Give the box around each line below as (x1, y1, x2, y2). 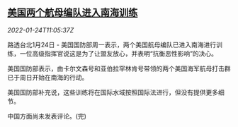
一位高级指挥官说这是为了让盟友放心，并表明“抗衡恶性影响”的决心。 (19, 49, 218, 58)
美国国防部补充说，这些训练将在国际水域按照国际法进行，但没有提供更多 (7, 87, 218, 97)
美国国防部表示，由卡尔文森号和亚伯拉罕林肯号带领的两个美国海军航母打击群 (7, 64, 231, 73)
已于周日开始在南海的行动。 (7, 73, 89, 81)
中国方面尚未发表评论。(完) (7, 111, 87, 120)
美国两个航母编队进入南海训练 (7, 6, 138, 19)
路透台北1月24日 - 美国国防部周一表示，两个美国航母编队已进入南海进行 (7, 40, 217, 49)
